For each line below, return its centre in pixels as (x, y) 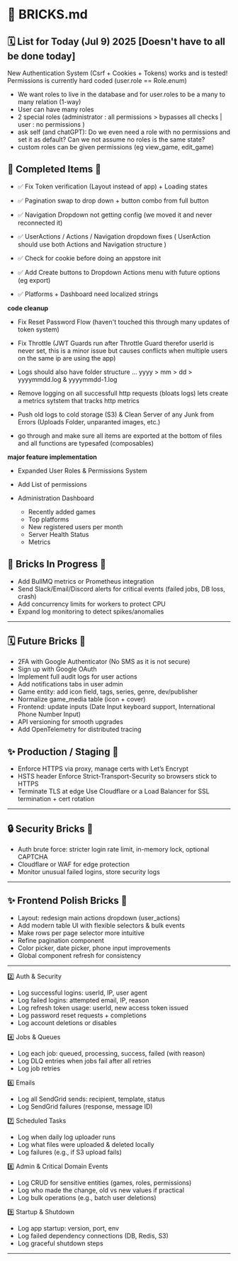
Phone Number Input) (49, 714)
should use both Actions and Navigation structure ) (92, 244)
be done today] (41, 56)
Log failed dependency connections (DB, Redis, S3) (93, 1235)
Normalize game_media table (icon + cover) (81, 699)
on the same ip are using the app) (67, 358)
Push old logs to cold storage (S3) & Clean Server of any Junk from (116, 414)
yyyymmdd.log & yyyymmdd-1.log (67, 379)
